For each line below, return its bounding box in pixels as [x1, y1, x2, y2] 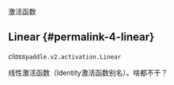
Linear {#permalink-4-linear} [8, 30, 155, 44]
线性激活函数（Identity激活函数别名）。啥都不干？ [8, 68, 168, 77]
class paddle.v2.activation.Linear [8, 51, 122, 61]
